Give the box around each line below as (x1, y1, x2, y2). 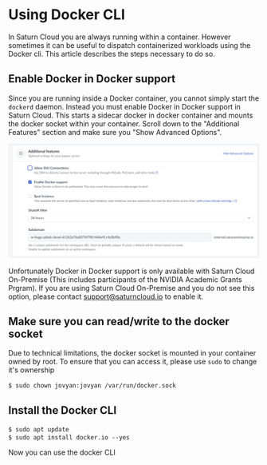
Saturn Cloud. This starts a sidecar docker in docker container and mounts (8, 110, 253, 120)
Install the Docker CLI (8, 403, 117, 417)
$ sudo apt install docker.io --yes (8, 434, 130, 442)
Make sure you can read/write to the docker (8, 314, 230, 328)
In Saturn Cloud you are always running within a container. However (8, 32, 231, 42)
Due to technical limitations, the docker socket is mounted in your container (8, 348, 257, 358)
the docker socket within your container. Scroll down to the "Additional (8, 118, 240, 129)
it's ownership (8, 365, 55, 375)
